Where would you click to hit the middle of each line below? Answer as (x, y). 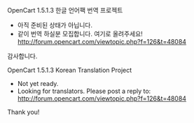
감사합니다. (22, 56)
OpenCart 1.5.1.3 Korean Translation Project (70, 70)
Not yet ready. (38, 84)
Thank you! (23, 112)
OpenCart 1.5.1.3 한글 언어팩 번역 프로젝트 (65, 10)
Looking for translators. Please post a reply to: (84, 91)
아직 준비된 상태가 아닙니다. (55, 25)
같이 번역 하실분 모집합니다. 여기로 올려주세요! (80, 34)
